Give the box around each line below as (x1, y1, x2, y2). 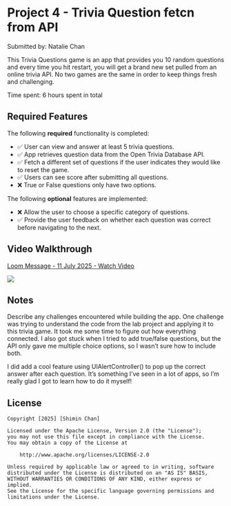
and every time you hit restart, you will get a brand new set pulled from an (7, 63, 217, 71)
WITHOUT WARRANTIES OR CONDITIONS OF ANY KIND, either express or (7, 476, 202, 483)
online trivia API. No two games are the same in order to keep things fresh (7, 70, 217, 78)
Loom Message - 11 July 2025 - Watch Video (7, 262, 134, 270)
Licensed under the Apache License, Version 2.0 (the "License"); (7, 428, 202, 434)
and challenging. (7, 77, 54, 85)
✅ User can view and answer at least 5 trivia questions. (17, 143, 174, 151)
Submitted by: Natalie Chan (7, 42, 85, 50)
